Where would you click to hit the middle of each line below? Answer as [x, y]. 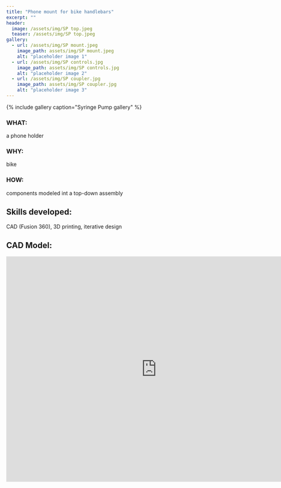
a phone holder [25, 136]
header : [16, 23]
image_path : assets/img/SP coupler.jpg [67, 85]
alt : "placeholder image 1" [52, 56]
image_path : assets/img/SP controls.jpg [68, 68]
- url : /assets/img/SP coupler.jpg [56, 79]
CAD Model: [29, 245]
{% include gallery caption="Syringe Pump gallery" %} [74, 107]
